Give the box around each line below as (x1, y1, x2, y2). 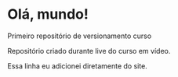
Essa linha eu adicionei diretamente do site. (7, 61, 148, 71)
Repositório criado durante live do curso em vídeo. (7, 46, 171, 55)
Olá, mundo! (7, 5, 89, 23)
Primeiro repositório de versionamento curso (7, 31, 152, 40)
